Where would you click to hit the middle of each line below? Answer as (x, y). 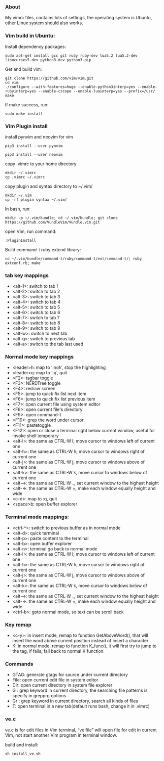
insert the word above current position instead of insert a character (80, 641)
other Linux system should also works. (44, 23)
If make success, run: (27, 104)
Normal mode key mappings (39, 357)
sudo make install (24, 114)
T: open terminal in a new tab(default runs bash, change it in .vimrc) (81, 706)
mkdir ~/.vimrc (21, 173)
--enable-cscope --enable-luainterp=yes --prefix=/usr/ (97, 91)
